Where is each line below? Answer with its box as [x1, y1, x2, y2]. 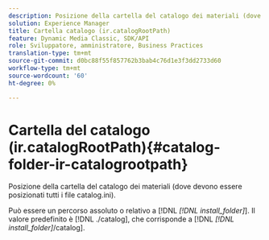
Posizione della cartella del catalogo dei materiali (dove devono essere [8, 182, 243, 192]
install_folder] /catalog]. [8, 223, 85, 233]
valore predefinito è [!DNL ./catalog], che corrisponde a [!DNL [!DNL [8, 214, 235, 224]
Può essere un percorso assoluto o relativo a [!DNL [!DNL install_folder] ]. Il [8, 206, 255, 216]
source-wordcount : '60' [8, 72, 89, 80]
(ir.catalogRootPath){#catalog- [8, 138, 221, 156]
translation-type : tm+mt [8, 49, 92, 57]
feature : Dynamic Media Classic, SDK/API [8, 34, 150, 43]
